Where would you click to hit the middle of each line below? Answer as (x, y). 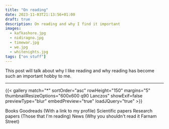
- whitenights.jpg (29, 52)
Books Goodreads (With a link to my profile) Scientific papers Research (79, 111)
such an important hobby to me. (38, 76)
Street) (12, 121)
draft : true (18, 19)
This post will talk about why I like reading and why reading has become (80, 71)
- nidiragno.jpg (27, 38)
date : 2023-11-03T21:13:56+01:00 (40, 15)
